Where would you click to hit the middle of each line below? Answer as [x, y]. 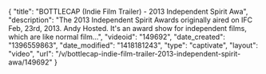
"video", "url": [31, 54]
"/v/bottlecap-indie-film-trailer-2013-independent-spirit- [148, 54]
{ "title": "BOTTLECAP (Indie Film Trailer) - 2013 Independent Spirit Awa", [128, 12]
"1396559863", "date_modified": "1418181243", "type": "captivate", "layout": [133, 45]
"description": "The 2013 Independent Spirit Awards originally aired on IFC [131, 20]
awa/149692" [31, 62]
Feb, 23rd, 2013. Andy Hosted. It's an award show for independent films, [128, 28]
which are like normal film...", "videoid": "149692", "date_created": [117, 37]
